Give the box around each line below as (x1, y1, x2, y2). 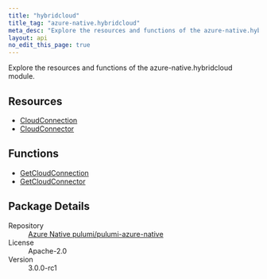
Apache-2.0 (28, 246, 68, 255)
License (8, 238, 34, 247)
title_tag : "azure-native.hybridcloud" (8, 19, 141, 27)
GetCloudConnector (19, 176, 86, 186)
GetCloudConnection (19, 168, 89, 177)
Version (8, 254, 33, 264)
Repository (8, 220, 44, 231)
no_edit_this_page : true (8, 41, 91, 49)
